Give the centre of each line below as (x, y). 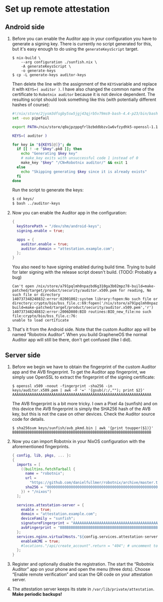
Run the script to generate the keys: (48, 190)
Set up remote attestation (57, 9)
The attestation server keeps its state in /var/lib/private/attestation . (83, 589)
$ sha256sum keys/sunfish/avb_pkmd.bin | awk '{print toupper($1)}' (83, 428)
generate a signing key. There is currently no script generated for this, (82, 44)
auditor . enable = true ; (45, 244)
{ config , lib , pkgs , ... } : (41, 455)
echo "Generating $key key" (49, 154)
